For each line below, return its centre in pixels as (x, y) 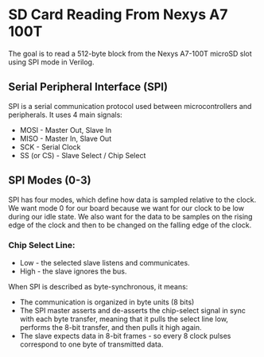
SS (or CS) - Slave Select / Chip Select (83, 155)
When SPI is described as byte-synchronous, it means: (98, 286)
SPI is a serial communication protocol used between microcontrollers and (130, 106)
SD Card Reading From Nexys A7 (118, 15)
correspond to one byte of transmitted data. (91, 344)
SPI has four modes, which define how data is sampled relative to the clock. (132, 200)
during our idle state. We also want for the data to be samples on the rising (130, 216)
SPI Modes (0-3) (50, 180)
